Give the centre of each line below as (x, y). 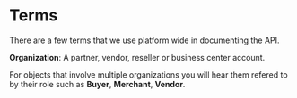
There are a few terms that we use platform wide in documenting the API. (144, 40)
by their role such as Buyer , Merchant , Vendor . (97, 84)
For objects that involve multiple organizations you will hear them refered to (149, 74)
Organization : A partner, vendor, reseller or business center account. (137, 57)
